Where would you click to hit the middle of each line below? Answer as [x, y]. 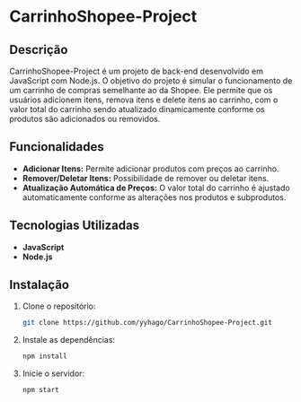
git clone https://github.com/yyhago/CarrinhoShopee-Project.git [147, 323]
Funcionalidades [57, 147]
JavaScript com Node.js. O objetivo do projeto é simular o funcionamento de [151, 81]
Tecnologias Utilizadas [75, 226]
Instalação [40, 285]
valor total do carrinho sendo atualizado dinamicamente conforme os [137, 109]
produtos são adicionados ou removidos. [85, 119]
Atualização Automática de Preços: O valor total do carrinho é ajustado [156, 188]
